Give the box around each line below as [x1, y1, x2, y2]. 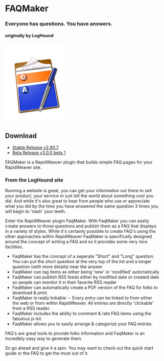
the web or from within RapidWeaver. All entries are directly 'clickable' [12, 300, 154, 306]
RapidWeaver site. [5, 164, 42, 170]
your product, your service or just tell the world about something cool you [5, 193, 154, 199]
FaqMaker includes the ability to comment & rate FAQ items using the [12, 311, 152, 316]
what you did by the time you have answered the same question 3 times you [5, 203, 159, 209]
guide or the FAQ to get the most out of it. [5, 350, 89, 356]
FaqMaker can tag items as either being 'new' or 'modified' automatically [12, 269, 160, 275]
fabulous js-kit [12, 316, 42, 322]
